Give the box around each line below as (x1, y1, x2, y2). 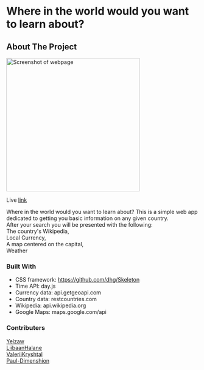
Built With (6, 262, 37, 271)
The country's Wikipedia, (6, 227, 69, 235)
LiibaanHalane (6, 344, 43, 351)
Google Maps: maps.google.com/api (15, 308, 107, 316)
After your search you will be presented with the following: (6, 221, 153, 228)
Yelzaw (6, 337, 25, 345)
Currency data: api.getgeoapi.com (15, 289, 102, 296)
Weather (6, 247, 28, 254)
